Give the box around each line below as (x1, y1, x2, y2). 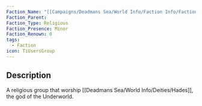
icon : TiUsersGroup (6, 48, 55, 54)
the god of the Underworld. (6, 93, 74, 100)
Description (6, 70, 51, 81)
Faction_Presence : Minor (6, 25, 69, 32)
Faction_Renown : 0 (6, 31, 52, 37)
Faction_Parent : (6, 14, 47, 20)
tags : (6, 37, 20, 43)
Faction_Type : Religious (6, 20, 69, 26)
